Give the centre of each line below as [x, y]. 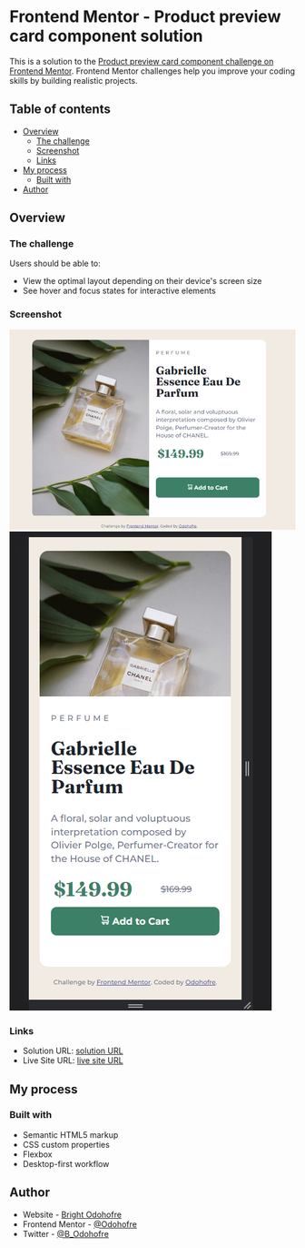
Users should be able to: [55, 264]
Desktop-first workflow [66, 1163]
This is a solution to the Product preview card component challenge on [142, 61]
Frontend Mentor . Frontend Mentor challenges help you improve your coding [152, 71]
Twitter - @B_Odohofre [65, 1233]
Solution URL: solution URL [73, 1051]
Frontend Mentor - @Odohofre [80, 1224]
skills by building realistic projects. [74, 80]
